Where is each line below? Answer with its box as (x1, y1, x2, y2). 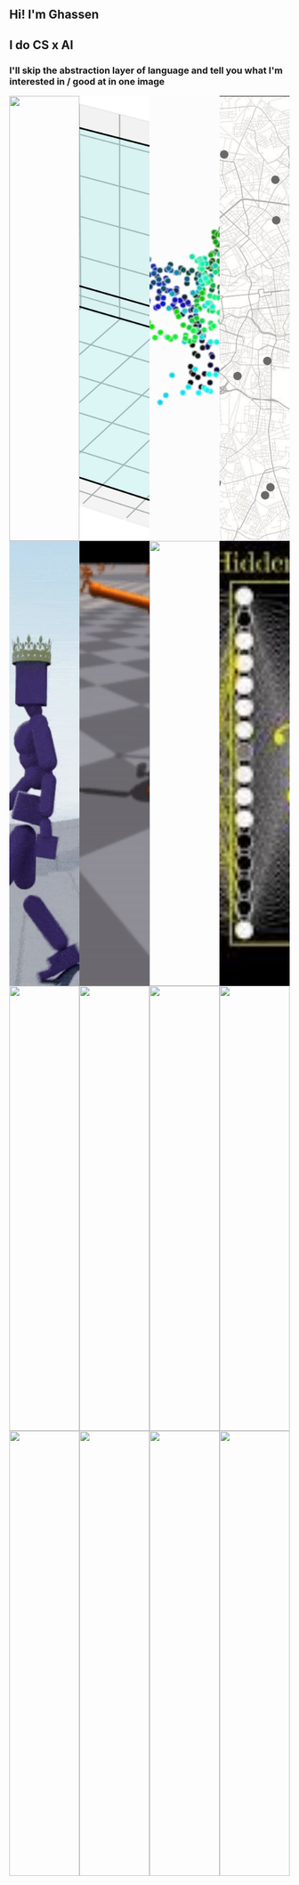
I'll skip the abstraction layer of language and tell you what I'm (9, 64, 283, 77)
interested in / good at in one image (9, 75, 166, 87)
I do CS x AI (9, 37, 74, 53)
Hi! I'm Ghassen (9, 7, 100, 22)
